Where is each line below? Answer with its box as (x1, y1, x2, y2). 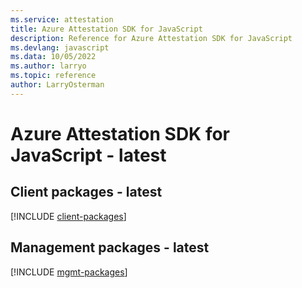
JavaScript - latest (10, 144, 167, 166)
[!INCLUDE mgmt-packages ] (10, 266, 128, 278)
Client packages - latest (10, 184, 163, 201)
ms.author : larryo (10, 61, 87, 71)
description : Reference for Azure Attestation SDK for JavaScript (10, 33, 293, 43)
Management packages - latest (10, 239, 210, 256)
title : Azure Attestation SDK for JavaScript (10, 24, 203, 34)
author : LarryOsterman (10, 80, 105, 90)
